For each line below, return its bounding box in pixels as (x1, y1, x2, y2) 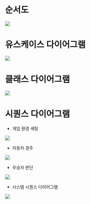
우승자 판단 (12, 164, 34, 170)
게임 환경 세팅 (12, 125, 38, 131)
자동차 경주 (12, 145, 34, 151)
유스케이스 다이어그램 (5, 39, 86, 50)
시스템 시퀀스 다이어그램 (12, 184, 58, 190)
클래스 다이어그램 (5, 74, 70, 85)
